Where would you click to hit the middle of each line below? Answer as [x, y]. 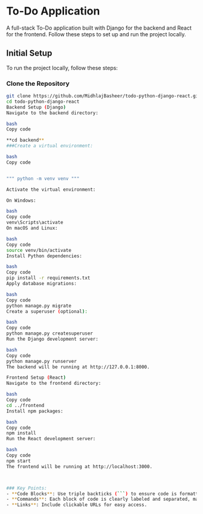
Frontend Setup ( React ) [36, 378]
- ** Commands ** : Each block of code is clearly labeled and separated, [98, 500]
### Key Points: [27, 488]
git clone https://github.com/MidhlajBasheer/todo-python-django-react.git [104, 96]
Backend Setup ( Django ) [36, 107]
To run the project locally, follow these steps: [62, 68]
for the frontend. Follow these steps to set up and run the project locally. [96, 34]
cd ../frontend [25, 405]
